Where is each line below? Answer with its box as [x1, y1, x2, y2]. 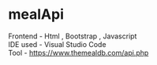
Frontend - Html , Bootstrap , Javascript [8, 31, 137, 41]
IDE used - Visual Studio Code [8, 39, 107, 49]
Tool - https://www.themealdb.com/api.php [8, 48, 149, 57]
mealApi [8, 5, 65, 23]
